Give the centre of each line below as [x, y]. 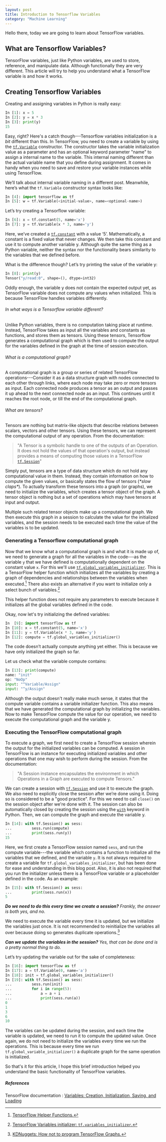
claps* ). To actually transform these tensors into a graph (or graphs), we [79, 487]
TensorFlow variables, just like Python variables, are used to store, [73, 60]
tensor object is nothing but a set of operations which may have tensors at [81, 497]
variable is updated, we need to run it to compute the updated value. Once [81, 1036]
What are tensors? [24, 410]
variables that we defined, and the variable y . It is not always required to [78, 857]
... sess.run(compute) [37, 829]
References [17, 1083]
